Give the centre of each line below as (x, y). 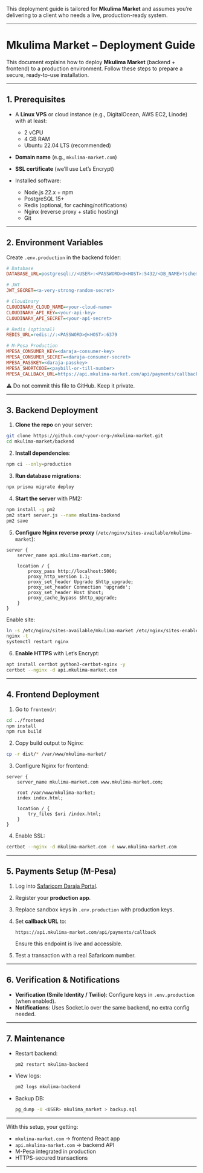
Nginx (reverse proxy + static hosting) (71, 211)
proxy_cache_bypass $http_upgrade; (73, 598)
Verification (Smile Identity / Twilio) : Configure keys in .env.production (105, 994)
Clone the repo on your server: (53, 425)
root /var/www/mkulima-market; (56, 793)
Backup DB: (30, 1099)
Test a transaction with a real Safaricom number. (75, 955)
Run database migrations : (48, 476)
